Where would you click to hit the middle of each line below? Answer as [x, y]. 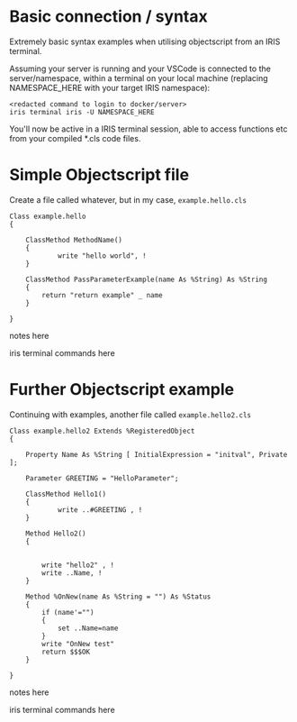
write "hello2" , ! [78, 565]
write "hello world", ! [102, 256]
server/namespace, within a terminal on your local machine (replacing [139, 78]
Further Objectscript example [122, 390]
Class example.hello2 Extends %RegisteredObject [102, 431]
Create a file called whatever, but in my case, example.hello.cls [128, 199]
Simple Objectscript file [99, 175]
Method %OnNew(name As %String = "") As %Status [118, 597]
